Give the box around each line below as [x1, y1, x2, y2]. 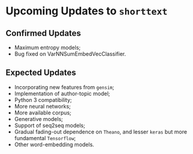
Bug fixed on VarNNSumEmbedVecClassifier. [14, 50, 126, 58]
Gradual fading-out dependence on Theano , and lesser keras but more [14, 128, 188, 135]
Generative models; [14, 115, 64, 122]
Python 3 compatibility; [14, 96, 72, 103]
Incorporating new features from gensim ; [14, 83, 115, 90]
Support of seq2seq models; [14, 122, 85, 129]
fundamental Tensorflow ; [14, 134, 76, 141]
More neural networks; [14, 102, 71, 110]
